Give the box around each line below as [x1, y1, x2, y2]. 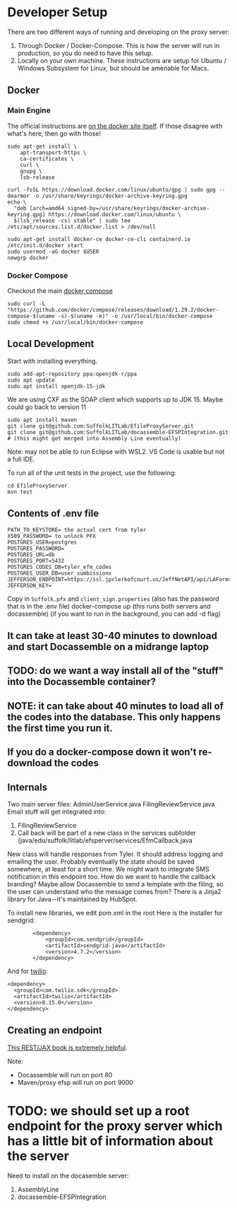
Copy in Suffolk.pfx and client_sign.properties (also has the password [7, 594, 220, 603]
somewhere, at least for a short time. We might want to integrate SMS [7, 864, 209, 873]
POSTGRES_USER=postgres [7, 539, 78, 546]
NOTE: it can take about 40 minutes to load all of [7, 700, 224, 712]
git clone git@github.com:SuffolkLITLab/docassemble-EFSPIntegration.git [7, 428, 229, 435]
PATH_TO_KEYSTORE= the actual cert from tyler [7, 526, 147, 534]
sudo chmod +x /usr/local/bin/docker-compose [7, 319, 143, 326]
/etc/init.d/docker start [7, 242, 83, 249]
